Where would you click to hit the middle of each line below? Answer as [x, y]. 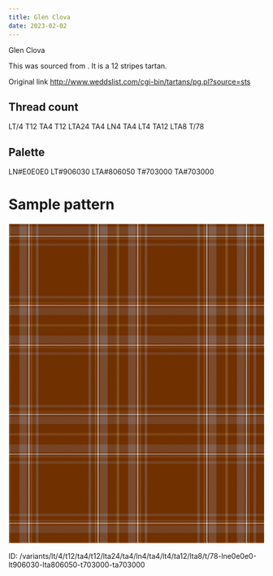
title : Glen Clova [39, 17]
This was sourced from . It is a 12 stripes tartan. [88, 66]
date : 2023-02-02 [38, 26]
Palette [27, 152]
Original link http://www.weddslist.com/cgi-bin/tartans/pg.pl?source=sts [130, 81]
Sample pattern [62, 205]
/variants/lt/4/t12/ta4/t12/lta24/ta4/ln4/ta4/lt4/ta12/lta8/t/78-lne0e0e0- [138, 556]
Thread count [43, 107]
